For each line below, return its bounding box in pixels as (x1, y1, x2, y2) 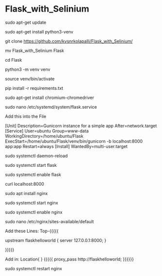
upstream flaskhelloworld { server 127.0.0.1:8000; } (5, 237, 107, 243)
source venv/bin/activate (5, 76, 55, 81)
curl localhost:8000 (5, 181, 45, 187)
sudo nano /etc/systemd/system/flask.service (5, 104, 97, 110)
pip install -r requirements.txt (5, 85, 63, 91)
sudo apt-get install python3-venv (5, 29, 73, 34)
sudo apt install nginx (5, 190, 48, 196)
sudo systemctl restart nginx (5, 265, 62, 271)
